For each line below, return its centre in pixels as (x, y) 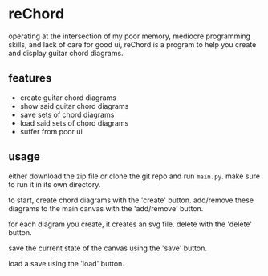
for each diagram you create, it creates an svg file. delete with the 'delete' (130, 224)
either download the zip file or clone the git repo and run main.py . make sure (134, 176)
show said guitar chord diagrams (74, 106)
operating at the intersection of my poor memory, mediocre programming (130, 36)
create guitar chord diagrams (68, 98)
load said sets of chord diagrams (74, 123)
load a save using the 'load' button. (66, 263)
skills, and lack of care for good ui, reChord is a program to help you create (132, 44)
